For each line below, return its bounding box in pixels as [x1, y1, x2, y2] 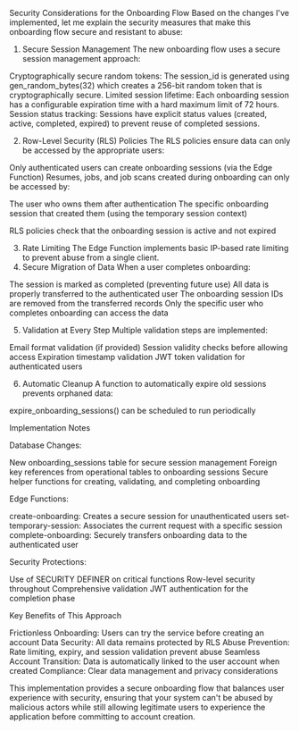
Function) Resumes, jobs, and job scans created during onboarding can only [9, 172, 290, 182]
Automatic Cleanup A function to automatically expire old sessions [21, 379, 267, 389]
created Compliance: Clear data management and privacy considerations [9, 666, 278, 676]
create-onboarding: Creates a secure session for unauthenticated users [9, 511, 274, 521]
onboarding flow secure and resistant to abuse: [9, 27, 183, 37]
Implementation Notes [9, 423, 91, 433]
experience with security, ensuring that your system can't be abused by [9, 693, 274, 702]
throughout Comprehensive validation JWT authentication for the [9, 584, 249, 593]
